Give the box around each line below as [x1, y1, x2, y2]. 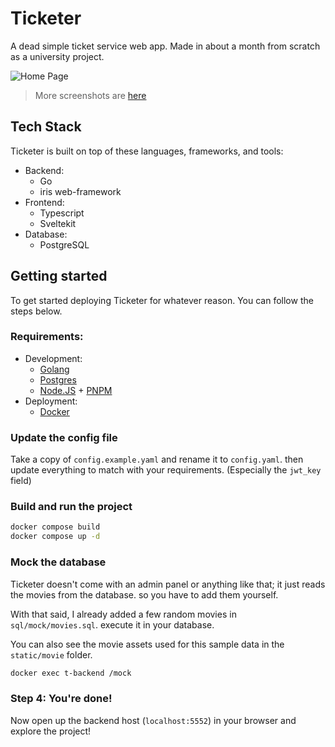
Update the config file [10, 430, 118, 444]
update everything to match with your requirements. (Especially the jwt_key [10, 464, 322, 476]
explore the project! [10, 725, 92, 737]
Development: [24, 352, 83, 364]
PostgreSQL [39, 238, 90, 251]
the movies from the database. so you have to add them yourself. [10, 588, 279, 601]
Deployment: [24, 395, 78, 407]
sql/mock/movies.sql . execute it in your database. [10, 618, 215, 631]
